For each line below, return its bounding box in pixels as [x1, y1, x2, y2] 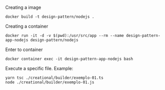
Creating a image [5, 5, 42, 10]
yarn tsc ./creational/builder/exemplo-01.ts [5, 75, 103, 80]
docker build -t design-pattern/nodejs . [5, 14, 95, 19]
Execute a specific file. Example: [5, 65, 73, 71]
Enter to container [5, 47, 43, 53]
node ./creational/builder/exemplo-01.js [5, 80, 95, 85]
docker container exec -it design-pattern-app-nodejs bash [5, 56, 133, 61]
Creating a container [5, 23, 48, 29]
